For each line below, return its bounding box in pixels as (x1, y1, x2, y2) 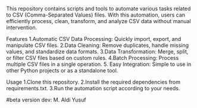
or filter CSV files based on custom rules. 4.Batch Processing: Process (6, 55, 179, 61)
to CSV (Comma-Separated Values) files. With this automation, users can (6, 11, 186, 18)
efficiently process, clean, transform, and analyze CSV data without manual (6, 18, 192, 24)
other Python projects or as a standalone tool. (6, 67, 118, 74)
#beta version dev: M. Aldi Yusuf (6, 96, 86, 103)
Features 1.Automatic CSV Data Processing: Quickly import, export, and (6, 36, 182, 42)
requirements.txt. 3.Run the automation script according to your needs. (6, 85, 180, 91)
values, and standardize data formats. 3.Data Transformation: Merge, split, (6, 48, 189, 55)
